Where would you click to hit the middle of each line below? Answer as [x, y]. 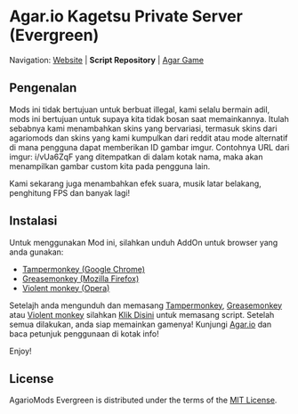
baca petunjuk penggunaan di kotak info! [84, 333]
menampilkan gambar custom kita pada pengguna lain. [110, 166]
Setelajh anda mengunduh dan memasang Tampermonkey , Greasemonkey [146, 305]
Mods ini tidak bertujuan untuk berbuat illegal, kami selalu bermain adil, [140, 110]
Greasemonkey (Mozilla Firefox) [81, 279]
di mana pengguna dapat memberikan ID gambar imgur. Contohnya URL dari [149, 147]
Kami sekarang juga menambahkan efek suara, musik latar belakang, [136, 183]
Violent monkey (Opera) [66, 288]
